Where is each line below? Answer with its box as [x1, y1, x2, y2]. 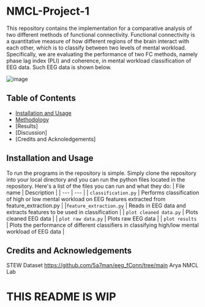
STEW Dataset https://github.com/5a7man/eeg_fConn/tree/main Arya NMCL [6, 262, 199, 269]
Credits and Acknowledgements [6, 245, 132, 256]
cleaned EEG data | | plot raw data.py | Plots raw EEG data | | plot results [6, 215, 197, 222]
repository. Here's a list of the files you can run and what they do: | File [6, 182, 185, 190]
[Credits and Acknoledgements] [15, 135, 96, 142]
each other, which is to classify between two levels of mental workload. [6, 44, 187, 51]
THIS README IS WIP [6, 289, 116, 303]
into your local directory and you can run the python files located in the [6, 176, 185, 183]
